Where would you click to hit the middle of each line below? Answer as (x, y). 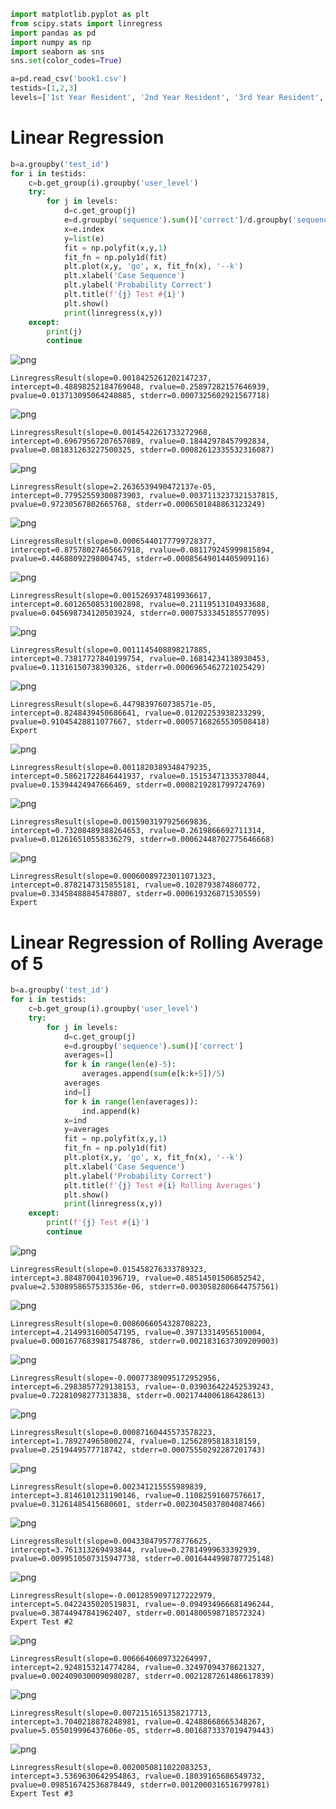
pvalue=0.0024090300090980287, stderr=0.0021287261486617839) (142, 1676)
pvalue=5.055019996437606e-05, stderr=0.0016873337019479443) (142, 1730)
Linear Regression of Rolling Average (167, 942)
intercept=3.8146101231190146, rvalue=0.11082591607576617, (138, 1495)
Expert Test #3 (42, 1793)
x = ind (75, 1120)
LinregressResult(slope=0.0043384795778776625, (111, 1541)
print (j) (64, 331)
